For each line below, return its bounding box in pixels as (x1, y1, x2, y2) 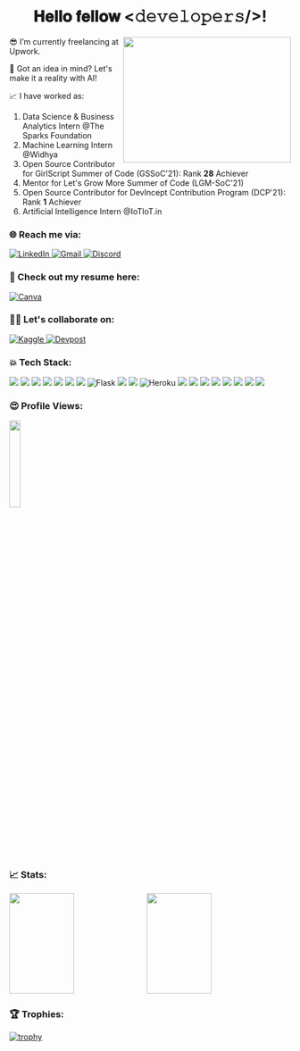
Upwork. (9, 46, 41, 56)
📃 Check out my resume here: (9, 271, 140, 283)
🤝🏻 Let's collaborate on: (9, 313, 115, 326)
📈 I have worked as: (9, 90, 85, 101)
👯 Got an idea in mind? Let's (9, 63, 113, 73)
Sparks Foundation (21, 129, 92, 140)
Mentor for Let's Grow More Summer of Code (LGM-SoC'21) (21, 177, 244, 188)
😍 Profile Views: (9, 400, 83, 413)
